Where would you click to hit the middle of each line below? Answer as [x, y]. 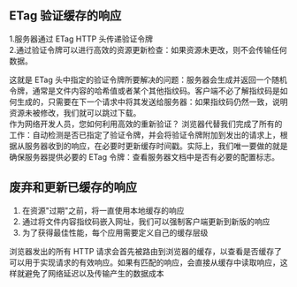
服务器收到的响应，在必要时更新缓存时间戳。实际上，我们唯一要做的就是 [156, 146]
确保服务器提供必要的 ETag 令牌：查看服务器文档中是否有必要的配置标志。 [145, 156]
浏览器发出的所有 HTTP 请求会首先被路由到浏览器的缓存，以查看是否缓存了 [146, 251]
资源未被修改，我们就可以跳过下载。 [75, 112]
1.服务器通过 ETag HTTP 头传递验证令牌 [81, 39]
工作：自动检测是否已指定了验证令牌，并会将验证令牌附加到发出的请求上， [145, 134]
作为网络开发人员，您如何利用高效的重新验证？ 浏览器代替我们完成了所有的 [146, 124]
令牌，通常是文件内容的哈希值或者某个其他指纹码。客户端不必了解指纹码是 [145, 90]
